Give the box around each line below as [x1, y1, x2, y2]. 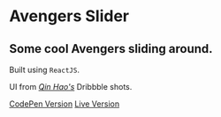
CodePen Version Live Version [9, 99, 120, 109]
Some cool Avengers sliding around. [9, 41, 214, 56]
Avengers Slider [9, 6, 130, 26]
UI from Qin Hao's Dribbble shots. [9, 82, 133, 91]
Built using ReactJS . [9, 64, 80, 75]
